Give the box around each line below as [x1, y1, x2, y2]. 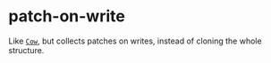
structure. [8, 44, 45, 55]
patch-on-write [8, 6, 126, 27]
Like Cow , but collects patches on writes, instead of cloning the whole [8, 35, 262, 46]
